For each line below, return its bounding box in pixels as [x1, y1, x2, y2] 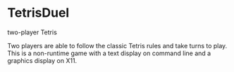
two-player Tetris [7, 28, 58, 36]
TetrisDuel [7, 5, 70, 21]
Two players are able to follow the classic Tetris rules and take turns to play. [7, 41, 228, 50]
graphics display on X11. [7, 56, 78, 64]
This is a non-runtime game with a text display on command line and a [7, 49, 211, 57]
